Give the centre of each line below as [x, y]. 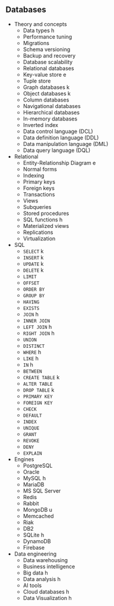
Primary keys [39, 182]
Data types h [39, 30]
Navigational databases [52, 106]
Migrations [36, 43]
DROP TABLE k [39, 390]
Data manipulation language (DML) [66, 144]
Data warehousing [45, 560]
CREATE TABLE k [41, 377]
